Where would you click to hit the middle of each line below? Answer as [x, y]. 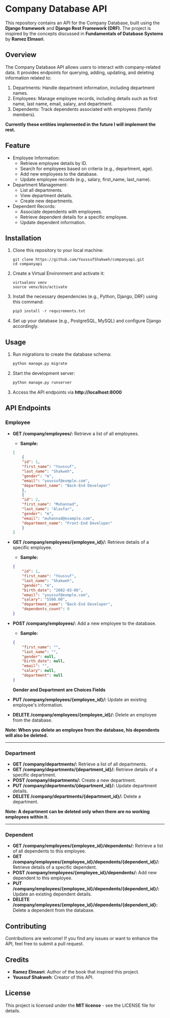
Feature [18, 145]
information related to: [28, 78]
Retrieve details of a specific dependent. [55, 867]
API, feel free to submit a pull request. [45, 944]
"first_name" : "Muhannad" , [50, 504]
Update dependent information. [53, 222]
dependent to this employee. [42, 878]
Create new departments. [47, 201]
